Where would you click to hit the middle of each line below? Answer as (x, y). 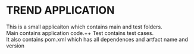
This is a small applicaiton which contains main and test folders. (84, 27)
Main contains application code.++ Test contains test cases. (80, 33)
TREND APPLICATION (60, 10)
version (15, 46)
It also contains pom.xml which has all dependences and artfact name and (97, 39)
